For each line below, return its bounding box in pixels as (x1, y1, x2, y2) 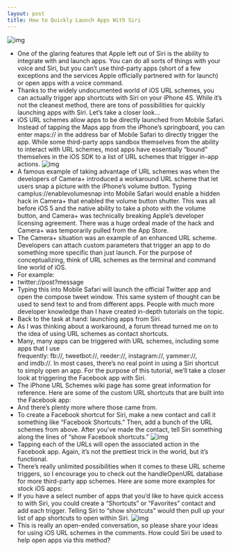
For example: (17, 270, 55, 278)
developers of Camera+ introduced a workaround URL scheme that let (17, 174, 218, 183)
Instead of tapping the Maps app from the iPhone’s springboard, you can (17, 123, 225, 131)
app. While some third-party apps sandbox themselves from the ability (17, 137, 220, 146)
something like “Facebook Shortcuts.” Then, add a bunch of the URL (17, 418, 213, 426)
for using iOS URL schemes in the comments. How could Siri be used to (17, 528, 223, 536)
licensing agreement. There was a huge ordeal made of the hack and (17, 219, 215, 227)
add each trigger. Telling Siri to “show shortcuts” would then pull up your (17, 506, 225, 514)
